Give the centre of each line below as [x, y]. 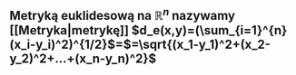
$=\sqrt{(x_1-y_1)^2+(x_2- [197, 45]
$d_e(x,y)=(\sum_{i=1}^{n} [209, 30]
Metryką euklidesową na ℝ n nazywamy [123, 14]
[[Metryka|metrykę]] [69, 30]
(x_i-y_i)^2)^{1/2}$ [63, 45]
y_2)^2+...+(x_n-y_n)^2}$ [83, 59]
